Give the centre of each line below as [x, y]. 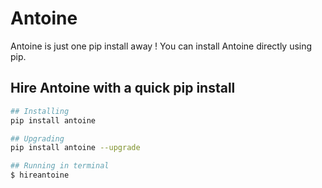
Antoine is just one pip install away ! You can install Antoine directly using [161, 46]
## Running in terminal [60, 166]
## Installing [40, 111]
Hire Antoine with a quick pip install [123, 88]
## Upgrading [37, 138]
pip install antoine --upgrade [75, 148]
